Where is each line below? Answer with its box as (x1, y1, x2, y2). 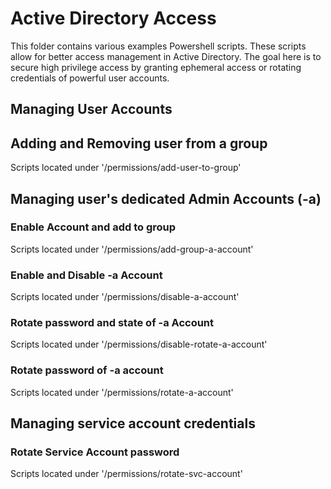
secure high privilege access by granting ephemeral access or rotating (10, 61, 302, 73)
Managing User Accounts (10, 101, 173, 118)
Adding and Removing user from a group (10, 135, 268, 152)
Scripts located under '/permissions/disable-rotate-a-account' (10, 338, 268, 351)
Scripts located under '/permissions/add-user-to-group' (10, 162, 242, 174)
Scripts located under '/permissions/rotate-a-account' (10, 386, 234, 398)
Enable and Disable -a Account (10, 268, 163, 282)
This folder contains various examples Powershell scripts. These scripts (10, 40, 307, 52)
